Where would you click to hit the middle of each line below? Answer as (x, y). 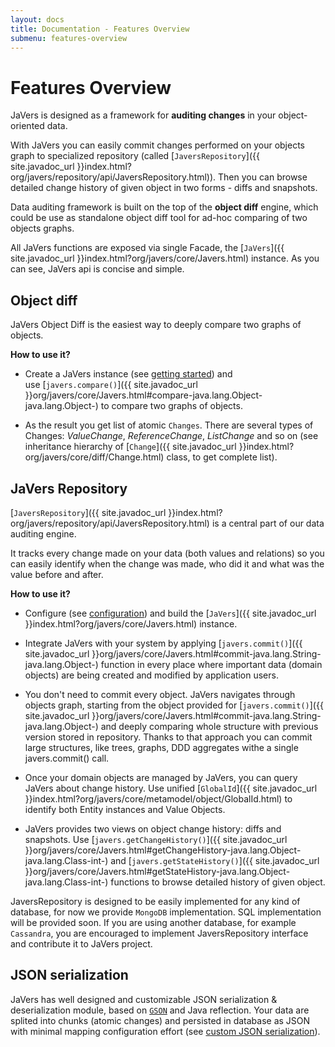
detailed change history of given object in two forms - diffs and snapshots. (164, 188)
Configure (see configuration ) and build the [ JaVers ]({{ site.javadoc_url (170, 613)
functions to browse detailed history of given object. (218, 882)
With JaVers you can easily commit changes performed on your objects (158, 145)
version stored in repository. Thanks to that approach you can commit (168, 737)
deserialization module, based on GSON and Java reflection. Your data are (160, 1010)
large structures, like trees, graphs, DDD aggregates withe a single (161, 747)
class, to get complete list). (222, 457)
